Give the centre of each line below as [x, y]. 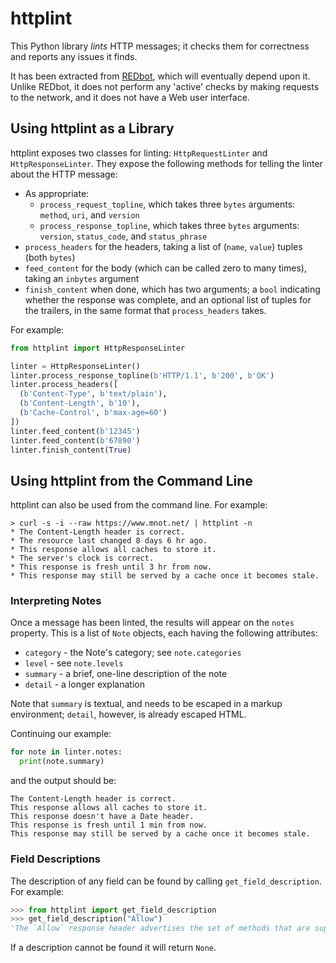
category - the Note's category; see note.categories [133, 653]
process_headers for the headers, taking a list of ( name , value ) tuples [163, 246]
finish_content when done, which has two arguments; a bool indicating [172, 289]
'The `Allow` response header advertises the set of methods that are [160, 928]
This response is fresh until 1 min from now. [109, 825]
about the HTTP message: [64, 174]
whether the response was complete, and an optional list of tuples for [168, 299]
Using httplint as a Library [92, 128]
